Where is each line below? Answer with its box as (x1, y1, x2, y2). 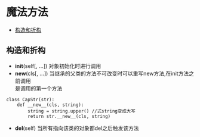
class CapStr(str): (6, 96, 55, 102)
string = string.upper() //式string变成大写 (27, 108, 136, 114)
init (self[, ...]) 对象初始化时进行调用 (14, 62, 101, 69)
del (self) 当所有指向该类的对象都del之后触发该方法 (14, 124, 139, 132)
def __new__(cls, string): (17, 102, 84, 108)
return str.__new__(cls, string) (27, 113, 111, 119)
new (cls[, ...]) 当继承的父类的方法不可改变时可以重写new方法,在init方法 (14, 70, 189, 77)
